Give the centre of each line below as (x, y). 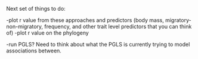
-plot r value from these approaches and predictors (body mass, (85, 20)
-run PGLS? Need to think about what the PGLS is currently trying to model (98, 44)
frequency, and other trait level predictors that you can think (118, 27)
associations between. (34, 51)
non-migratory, (25, 27)
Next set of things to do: (36, 9)
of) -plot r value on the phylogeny (48, 33)
